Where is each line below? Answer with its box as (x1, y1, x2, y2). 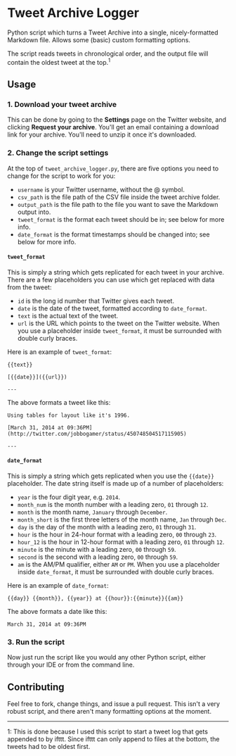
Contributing (7, 681, 65, 693)
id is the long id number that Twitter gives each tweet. (17, 296, 174, 305)
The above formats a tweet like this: (7, 398, 111, 406)
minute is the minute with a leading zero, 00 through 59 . (17, 545, 176, 553)
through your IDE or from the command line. (7, 660, 135, 669)
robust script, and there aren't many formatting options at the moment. (7, 707, 212, 716)
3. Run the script (7, 637, 65, 647)
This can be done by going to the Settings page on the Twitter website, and (7, 115, 227, 124)
